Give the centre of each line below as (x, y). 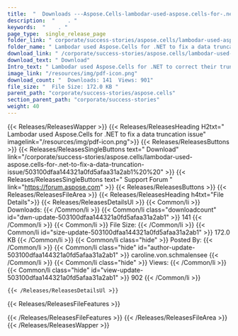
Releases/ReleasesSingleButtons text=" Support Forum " (90, 179)
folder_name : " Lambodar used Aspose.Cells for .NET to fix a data (109, 47)
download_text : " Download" (49, 60)
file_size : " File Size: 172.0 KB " (63, 87)
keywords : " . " (38, 27)
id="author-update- (166, 247)
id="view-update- (117, 270)
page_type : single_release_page (57, 34)
